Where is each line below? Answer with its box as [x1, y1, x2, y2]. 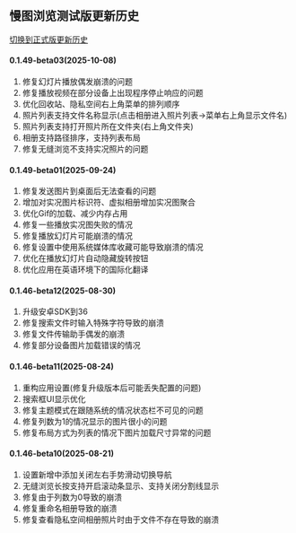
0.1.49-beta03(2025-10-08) [9, 55, 117, 66]
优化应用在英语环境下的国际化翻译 [22, 264, 149, 275]
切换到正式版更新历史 [9, 34, 88, 45]
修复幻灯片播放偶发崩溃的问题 [22, 76, 133, 87]
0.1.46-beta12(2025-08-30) [9, 285, 117, 296]
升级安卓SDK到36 [22, 306, 88, 317]
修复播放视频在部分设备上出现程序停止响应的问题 [22, 88, 204, 99]
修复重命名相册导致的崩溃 [22, 502, 118, 513]
